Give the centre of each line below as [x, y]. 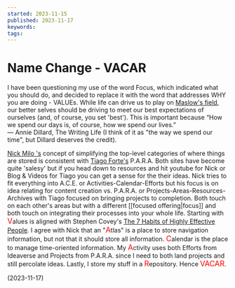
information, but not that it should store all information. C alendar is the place [118, 239]
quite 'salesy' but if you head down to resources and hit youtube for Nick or [116, 169]
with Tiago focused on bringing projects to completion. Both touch [130, 198]
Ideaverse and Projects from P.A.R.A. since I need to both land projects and [116, 256]
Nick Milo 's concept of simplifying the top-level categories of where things [116, 153]
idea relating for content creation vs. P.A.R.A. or [76, 191]
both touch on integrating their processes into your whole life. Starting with [116, 213]
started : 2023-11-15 [38, 14]
